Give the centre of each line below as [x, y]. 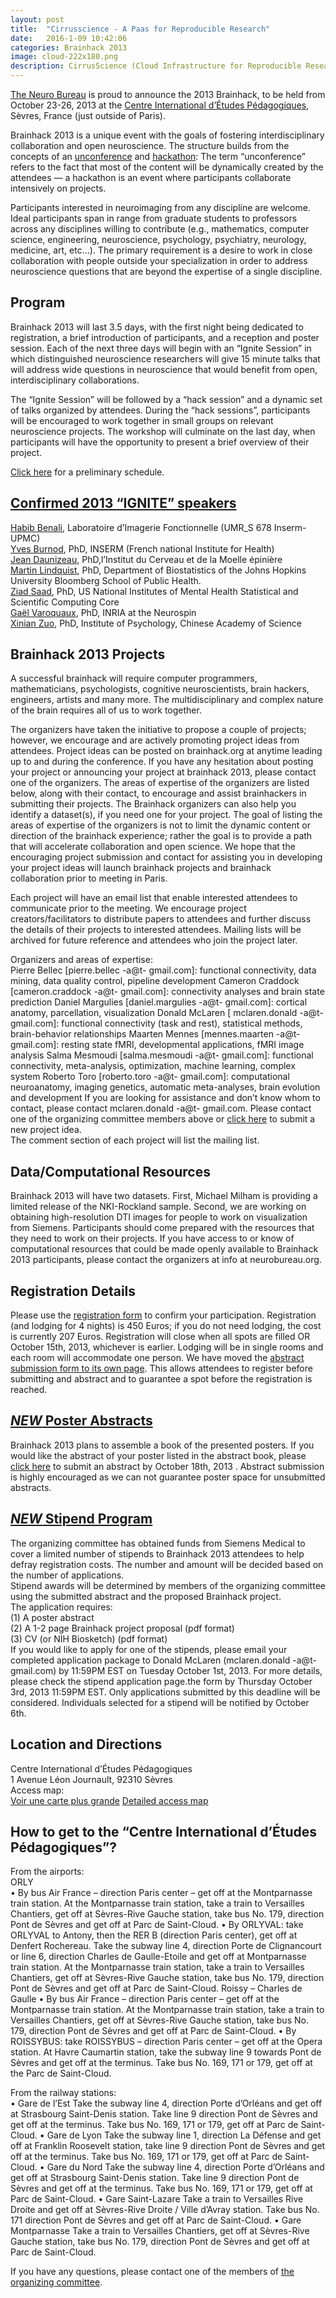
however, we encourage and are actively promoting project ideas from [155, 740]
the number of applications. [67, 1575]
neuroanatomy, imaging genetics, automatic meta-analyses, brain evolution [165, 1087]
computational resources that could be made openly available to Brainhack [164, 1249]
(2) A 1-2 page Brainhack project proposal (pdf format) [122, 1628]
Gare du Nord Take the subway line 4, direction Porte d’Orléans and [185, 2167]
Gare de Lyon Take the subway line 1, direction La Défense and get [184, 2135]
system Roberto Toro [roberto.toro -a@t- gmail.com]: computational [150, 1077]
